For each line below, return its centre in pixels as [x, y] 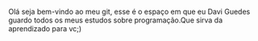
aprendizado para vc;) [45, 29]
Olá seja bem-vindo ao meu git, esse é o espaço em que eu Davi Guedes [129, 12]
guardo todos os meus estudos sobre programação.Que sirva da [116, 20]
